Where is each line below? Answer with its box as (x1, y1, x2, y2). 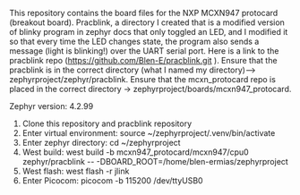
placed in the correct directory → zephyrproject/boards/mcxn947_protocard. (9, 84, 292, 94)
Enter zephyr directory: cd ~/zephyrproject (21, 138, 181, 148)
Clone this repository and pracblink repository (21, 118, 193, 129)
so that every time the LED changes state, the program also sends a (9, 36, 260, 47)
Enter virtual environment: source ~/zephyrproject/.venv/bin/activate (21, 128, 276, 138)
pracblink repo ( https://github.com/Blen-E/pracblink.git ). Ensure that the (9, 55, 278, 65)
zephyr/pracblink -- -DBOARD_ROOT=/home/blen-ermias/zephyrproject (21, 157, 288, 166)
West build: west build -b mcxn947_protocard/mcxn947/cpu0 (21, 147, 249, 157)
